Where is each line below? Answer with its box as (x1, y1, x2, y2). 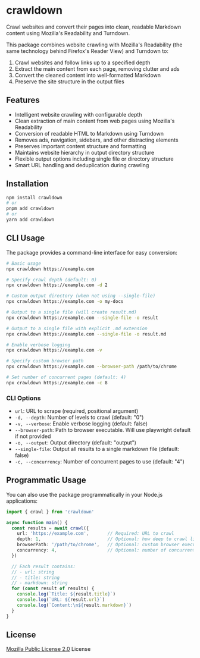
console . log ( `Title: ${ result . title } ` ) (17, 591, 116, 597)
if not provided (14, 433, 51, 440)
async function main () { (6, 519, 68, 525)
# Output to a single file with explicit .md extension (6, 325, 148, 331)
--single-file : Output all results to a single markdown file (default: (14, 446, 180, 453)
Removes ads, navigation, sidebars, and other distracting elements (14, 136, 179, 143)
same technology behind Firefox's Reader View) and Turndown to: (6, 47, 168, 54)
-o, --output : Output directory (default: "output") (14, 439, 137, 446)
